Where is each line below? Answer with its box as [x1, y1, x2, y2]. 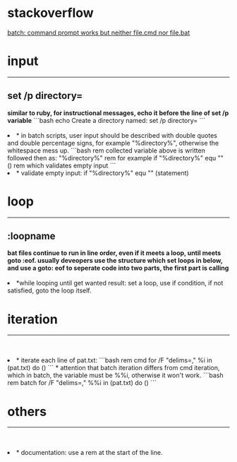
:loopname [7, 230, 56, 242]
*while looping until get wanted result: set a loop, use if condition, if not [16, 279, 224, 288]
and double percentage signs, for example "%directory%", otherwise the [7, 138, 219, 147]
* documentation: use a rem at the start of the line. [16, 449, 163, 457]
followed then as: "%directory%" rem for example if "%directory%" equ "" [7, 153, 224, 162]
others [7, 403, 47, 420]
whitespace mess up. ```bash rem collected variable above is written [7, 146, 206, 155]
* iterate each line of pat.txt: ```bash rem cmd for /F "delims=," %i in [16, 356, 213, 365]
